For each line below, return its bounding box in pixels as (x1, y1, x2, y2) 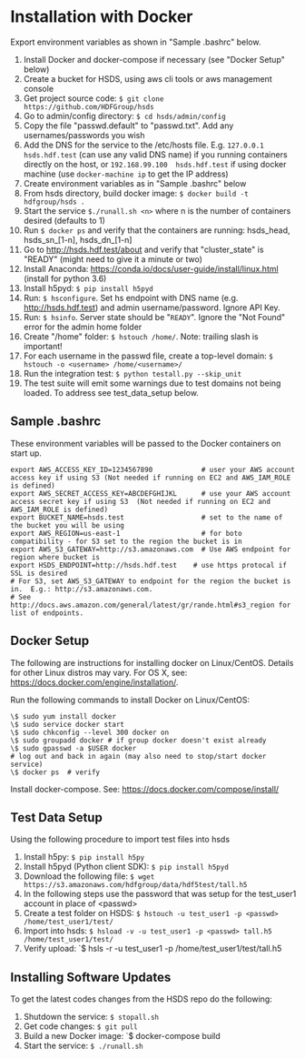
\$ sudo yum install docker (10, 711, 117, 721)
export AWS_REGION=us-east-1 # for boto (10, 529, 243, 538)
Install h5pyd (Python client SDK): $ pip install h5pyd (23, 862, 230, 872)
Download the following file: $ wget (23, 871, 155, 882)
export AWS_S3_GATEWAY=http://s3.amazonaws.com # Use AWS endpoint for (10, 544, 291, 554)
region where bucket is (10, 552, 101, 561)
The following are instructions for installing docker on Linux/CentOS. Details (10, 657, 294, 668)
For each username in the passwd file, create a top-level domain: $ (23, 350, 273, 361)
